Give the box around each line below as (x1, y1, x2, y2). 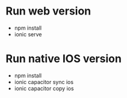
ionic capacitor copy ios (14, 85, 74, 92)
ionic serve (14, 30, 42, 38)
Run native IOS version (5, 52, 122, 66)
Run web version (5, 4, 91, 18)
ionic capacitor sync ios (14, 78, 73, 85)
